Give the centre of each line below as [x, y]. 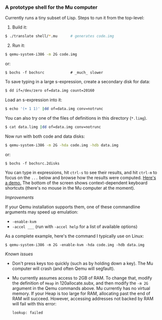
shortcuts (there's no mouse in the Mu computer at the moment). [70, 188]
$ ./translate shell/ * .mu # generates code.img [60, 36]
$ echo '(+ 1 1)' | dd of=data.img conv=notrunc [54, 108]
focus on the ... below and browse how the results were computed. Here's [81, 178]
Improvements [19, 197]
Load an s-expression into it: [34, 100]
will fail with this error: [34, 303]
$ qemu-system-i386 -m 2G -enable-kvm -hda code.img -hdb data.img [75, 245]
